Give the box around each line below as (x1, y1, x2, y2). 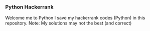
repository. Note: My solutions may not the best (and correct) (5, 20, 132, 26)
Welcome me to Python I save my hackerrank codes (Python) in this (5, 15, 145, 21)
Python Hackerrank (5, 3, 54, 10)
